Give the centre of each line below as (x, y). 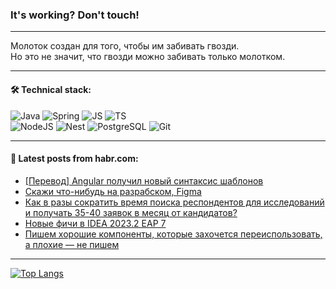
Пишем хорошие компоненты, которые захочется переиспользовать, (173, 234)
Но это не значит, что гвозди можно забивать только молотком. (148, 57)
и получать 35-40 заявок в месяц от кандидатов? (131, 212)
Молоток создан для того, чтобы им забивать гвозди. (125, 46)
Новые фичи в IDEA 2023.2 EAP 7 (95, 223)
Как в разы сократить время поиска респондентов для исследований (174, 202)
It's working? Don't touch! (75, 15)
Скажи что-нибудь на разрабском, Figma (113, 191)
